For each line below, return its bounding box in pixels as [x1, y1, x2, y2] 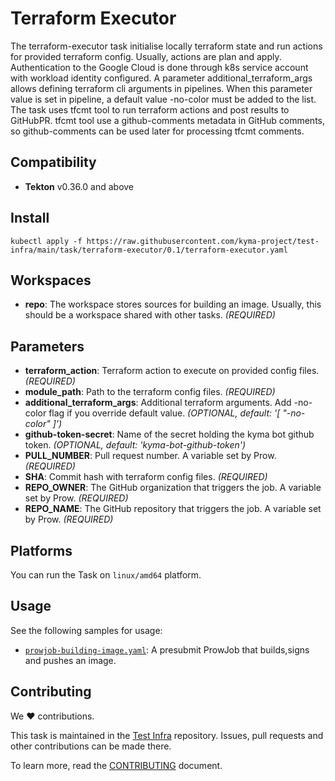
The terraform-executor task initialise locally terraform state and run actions [10, 40, 323, 52]
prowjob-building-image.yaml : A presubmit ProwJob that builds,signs [24, 643, 310, 656]
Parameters [10, 338, 85, 355]
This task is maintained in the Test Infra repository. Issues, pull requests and [10, 729, 324, 741]
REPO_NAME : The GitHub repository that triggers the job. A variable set [24, 503, 322, 515]
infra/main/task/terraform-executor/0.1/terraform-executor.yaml [10, 245, 288, 255]
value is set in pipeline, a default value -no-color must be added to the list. [10, 93, 317, 105]
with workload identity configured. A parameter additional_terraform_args [10, 72, 313, 84]
